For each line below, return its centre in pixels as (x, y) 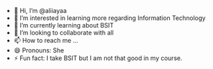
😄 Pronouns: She (39, 50)
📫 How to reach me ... (46, 40)
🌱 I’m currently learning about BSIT (64, 25)
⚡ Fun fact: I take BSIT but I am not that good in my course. (98, 58)
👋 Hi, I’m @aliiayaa (40, 11)
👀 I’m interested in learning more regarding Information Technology (110, 18)
